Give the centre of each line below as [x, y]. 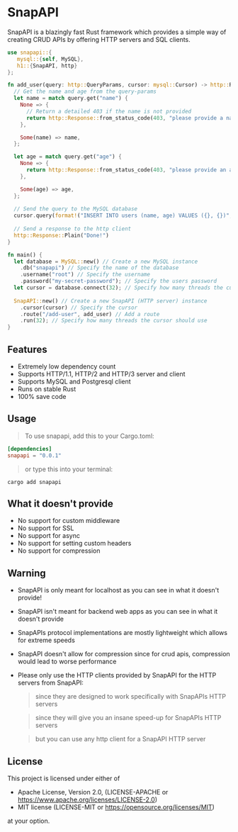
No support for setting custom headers [74, 544]
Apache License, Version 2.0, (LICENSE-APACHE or [93, 792]
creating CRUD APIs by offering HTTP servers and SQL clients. [99, 39]
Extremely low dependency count [67, 366]
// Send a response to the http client [73, 229]
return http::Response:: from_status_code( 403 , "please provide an [126, 170]
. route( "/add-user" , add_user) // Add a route [90, 314]
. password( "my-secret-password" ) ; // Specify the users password [119, 281]
